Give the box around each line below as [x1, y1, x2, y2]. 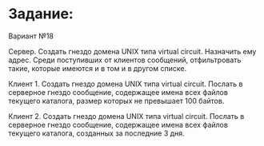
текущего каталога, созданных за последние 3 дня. [8, 128, 186, 138]
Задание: [8, 5, 74, 23]
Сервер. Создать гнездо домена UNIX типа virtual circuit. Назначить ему [8, 46, 257, 56]
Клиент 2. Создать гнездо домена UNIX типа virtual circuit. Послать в [8, 111, 245, 120]
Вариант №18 [8, 31, 54, 41]
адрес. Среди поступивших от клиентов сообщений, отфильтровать [8, 55, 242, 65]
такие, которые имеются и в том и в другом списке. [8, 63, 186, 73]
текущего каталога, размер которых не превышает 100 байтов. [8, 96, 225, 105]
